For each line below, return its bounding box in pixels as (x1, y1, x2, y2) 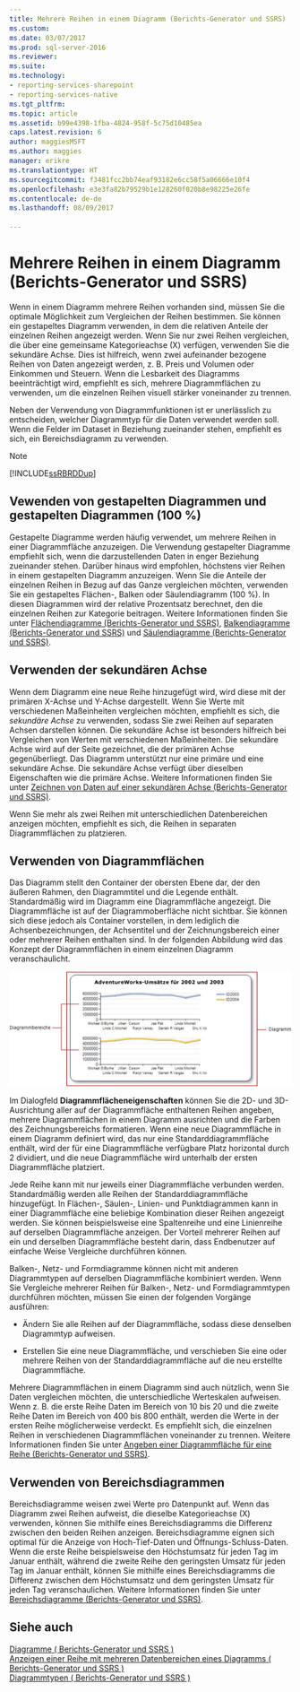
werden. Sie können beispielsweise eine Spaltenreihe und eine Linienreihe (9, 1218, 283, 1228)
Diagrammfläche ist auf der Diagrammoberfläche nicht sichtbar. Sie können (9, 906, 288, 916)
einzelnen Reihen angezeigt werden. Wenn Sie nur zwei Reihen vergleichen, (9, 330, 289, 341)
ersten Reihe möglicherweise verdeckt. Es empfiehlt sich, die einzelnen (9, 1420, 272, 1431)
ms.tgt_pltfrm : (9, 100, 66, 108)
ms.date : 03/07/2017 (9, 33, 87, 42)
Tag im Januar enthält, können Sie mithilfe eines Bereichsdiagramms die (9, 1566, 276, 1576)
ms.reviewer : (9, 52, 58, 62)
